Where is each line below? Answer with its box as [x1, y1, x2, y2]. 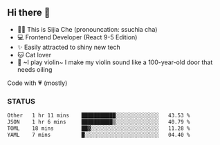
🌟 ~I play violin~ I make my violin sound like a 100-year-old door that [17, 58, 213, 66]
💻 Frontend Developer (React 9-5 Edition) [17, 32, 138, 41]
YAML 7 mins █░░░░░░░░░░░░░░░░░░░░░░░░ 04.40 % [7, 131, 190, 138]
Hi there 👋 [7, 7, 51, 19]
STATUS [7, 96, 36, 106]
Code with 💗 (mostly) [7, 79, 68, 87]
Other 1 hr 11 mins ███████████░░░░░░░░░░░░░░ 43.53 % [7, 112, 190, 119]
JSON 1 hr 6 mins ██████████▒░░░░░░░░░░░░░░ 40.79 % [7, 118, 190, 125]
